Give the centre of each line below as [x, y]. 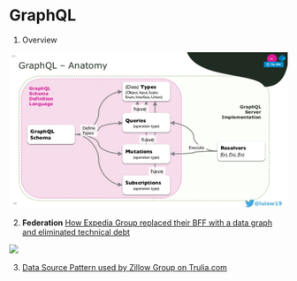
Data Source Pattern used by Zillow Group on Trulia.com [125, 267]
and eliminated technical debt [76, 232]
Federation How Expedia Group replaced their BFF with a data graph [147, 223]
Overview [39, 40]
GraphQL [43, 15]
